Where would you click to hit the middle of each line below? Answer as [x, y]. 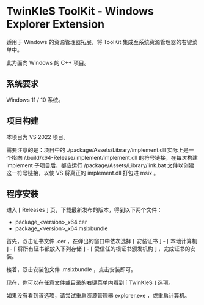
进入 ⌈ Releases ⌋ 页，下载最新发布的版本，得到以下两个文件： [85, 210]
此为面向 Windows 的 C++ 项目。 [48, 62]
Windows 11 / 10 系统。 [35, 100]
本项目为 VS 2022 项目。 [38, 137]
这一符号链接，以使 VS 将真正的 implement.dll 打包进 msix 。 [83, 173]
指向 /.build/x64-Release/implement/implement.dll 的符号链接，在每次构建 [105, 157]
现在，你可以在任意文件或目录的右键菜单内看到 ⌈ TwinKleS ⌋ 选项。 [90, 282]
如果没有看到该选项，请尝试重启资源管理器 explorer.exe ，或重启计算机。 [98, 296]
